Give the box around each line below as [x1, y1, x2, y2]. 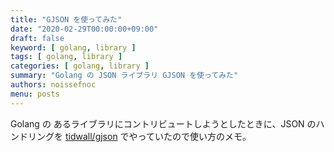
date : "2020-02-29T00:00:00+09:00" [10, 24, 159, 34]
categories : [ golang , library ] [10, 61, 150, 71]
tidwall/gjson [64, 130, 118, 142]
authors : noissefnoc [10, 80, 97, 90]
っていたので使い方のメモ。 [137, 130, 252, 142]
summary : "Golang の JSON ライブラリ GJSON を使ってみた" [10, 71, 239, 81]
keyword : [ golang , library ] [10, 42, 137, 53]
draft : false [10, 33, 65, 43]
